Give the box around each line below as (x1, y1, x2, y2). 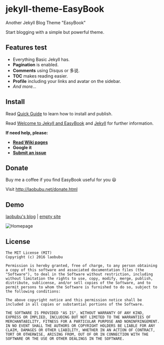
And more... (12, 83, 37, 89)
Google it (12, 144, 32, 150)
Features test (5, 43, 47, 52)
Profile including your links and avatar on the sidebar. (12, 78, 121, 84)
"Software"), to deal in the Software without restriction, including (5, 272, 153, 277)
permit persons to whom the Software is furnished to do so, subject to (5, 285, 158, 290)
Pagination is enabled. (12, 61, 59, 67)
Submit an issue (12, 150, 47, 156)
